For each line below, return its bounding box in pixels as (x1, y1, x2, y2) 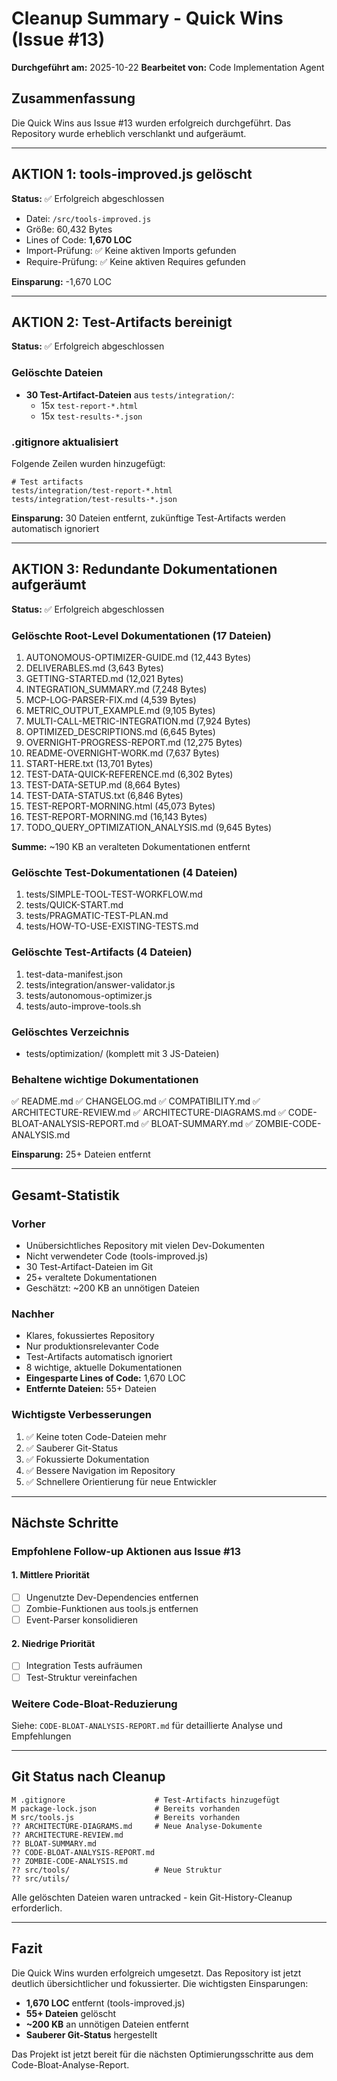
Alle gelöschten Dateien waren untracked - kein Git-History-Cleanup (11, 1891, 293, 1903)
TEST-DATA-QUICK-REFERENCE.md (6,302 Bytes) (25, 768, 234, 781)
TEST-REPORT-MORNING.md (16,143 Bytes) (25, 811, 208, 823)
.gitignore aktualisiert (11, 435, 119, 449)
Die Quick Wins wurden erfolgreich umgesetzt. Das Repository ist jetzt (11, 1967, 302, 1979)
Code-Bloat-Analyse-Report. (11, 2058, 130, 2071)
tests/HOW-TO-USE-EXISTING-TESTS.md (25, 920, 199, 932)
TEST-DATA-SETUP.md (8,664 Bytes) (25, 779, 181, 791)
